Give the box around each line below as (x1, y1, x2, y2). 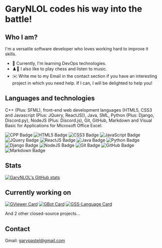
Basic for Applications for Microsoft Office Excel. (5, 122, 103, 128)
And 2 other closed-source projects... (5, 211, 80, 216)
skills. (5, 51, 17, 57)
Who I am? (5, 33, 38, 41)
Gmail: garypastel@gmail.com (5, 238, 65, 244)
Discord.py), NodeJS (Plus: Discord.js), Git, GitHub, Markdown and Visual (5, 117, 152, 123)
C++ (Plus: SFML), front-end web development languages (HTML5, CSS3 (5, 107, 152, 113)
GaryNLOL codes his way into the (5, 3, 143, 15)
